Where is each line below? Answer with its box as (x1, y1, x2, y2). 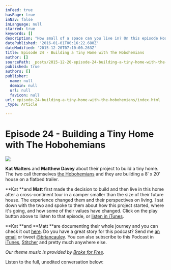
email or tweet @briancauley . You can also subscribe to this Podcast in (5, 234, 154, 240)
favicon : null (10, 93, 40, 98)
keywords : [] (5, 31, 33, 36)
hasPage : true (5, 12, 36, 17)
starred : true (5, 26, 36, 32)
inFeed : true (5, 7, 33, 13)
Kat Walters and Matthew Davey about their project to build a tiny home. (5, 166, 159, 172)
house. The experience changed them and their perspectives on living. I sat (5, 197, 164, 203)
